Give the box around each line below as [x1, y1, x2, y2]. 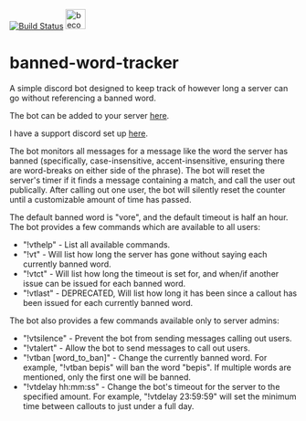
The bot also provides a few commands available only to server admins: [9, 315, 280, 326]
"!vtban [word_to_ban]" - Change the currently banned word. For [22, 352, 268, 363]
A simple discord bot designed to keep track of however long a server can [9, 82, 289, 93]
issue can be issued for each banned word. [22, 278, 186, 289]
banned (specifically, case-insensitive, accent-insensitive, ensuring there [9, 155, 285, 166]
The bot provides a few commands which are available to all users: [9, 221, 261, 232]
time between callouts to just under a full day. [22, 400, 195, 411]
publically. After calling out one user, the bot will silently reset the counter [9, 184, 286, 195]
